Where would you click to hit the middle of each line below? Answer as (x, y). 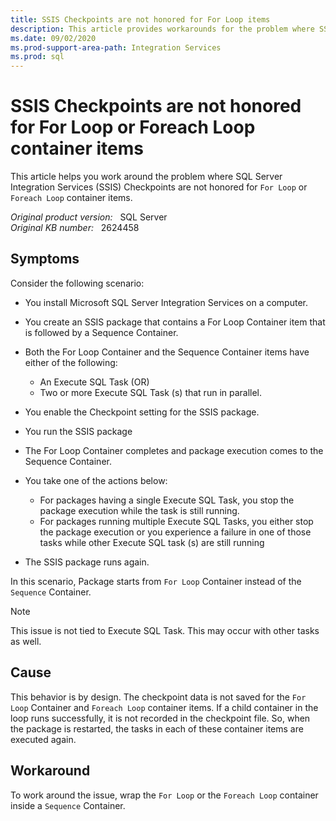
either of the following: (71, 362)
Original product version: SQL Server (89, 217)
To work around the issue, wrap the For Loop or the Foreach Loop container (164, 795)
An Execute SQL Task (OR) (94, 382)
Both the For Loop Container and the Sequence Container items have (167, 352)
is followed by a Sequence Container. (101, 332)
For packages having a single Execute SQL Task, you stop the (167, 500)
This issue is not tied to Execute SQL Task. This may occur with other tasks (165, 630)
